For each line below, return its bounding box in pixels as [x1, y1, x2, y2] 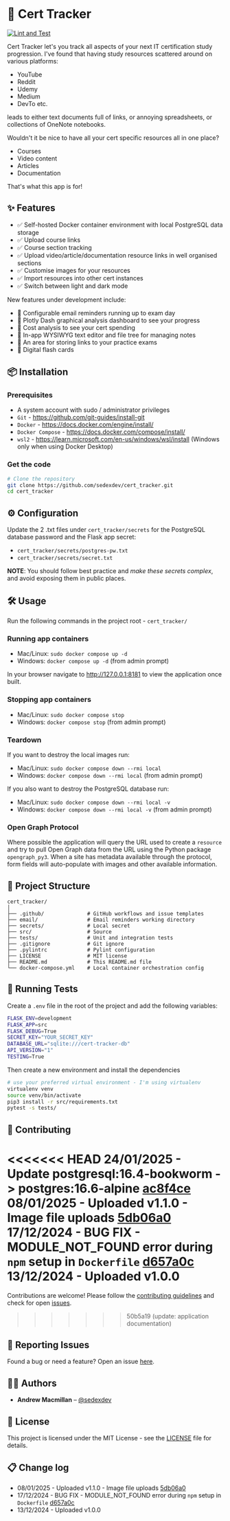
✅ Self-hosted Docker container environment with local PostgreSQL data [16, 220, 223, 229]
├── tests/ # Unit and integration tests [7, 934, 174, 941]
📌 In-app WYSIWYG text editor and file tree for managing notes [16, 331, 196, 339]
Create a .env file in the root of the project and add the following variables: [7, 1002, 218, 1010]
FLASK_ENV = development [7, 1015, 72, 1022]
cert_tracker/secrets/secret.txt [16, 555, 113, 562]
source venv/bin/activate [7, 1092, 81, 1099]
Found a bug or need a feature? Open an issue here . [7, 1357, 154, 1366]
